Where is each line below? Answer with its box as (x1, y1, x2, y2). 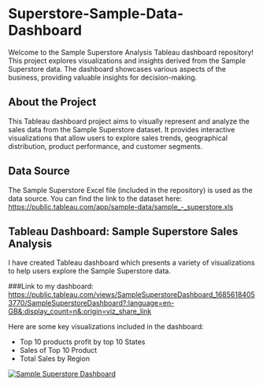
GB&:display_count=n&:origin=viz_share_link (8, 306, 152, 316)
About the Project (8, 95, 97, 109)
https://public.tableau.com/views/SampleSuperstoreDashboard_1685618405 (8, 290, 256, 299)
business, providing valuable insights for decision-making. (8, 72, 198, 82)
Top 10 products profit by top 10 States (19, 337, 146, 347)
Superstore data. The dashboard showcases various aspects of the (8, 64, 227, 73)
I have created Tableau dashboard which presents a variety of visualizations (8, 258, 255, 268)
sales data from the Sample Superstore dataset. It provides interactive (8, 124, 235, 134)
